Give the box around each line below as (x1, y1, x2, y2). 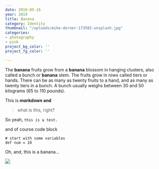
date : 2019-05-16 (5, 7, 41, 12)
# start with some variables (5, 136, 65, 141)
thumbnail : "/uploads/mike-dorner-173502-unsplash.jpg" (5, 26, 123, 31)
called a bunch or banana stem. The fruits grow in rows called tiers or (5, 72, 148, 78)
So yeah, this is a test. (5, 116, 58, 122)
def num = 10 (5, 140, 32, 145)
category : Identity (5, 21, 46, 26)
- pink (5, 40, 19, 45)
